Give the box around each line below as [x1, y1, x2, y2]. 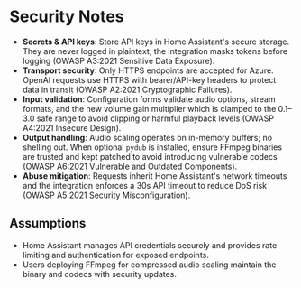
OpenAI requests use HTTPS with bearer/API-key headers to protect [22, 74, 277, 85]
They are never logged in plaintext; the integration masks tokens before [22, 45, 288, 56]
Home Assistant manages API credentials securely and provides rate [22, 239, 278, 250]
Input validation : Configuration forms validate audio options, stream [22, 93, 277, 105]
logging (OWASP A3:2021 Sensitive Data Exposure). [22, 55, 215, 66]
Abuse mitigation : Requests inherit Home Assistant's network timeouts [22, 170, 287, 181]
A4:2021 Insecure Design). [22, 122, 122, 133]
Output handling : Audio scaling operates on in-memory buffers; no [22, 132, 273, 143]
